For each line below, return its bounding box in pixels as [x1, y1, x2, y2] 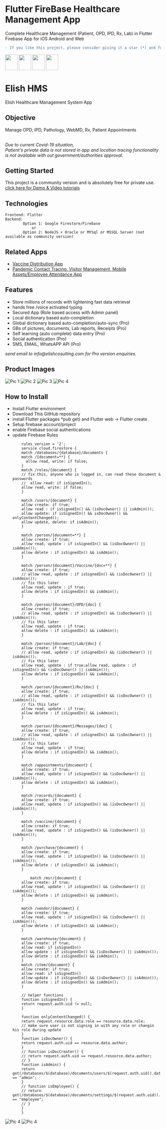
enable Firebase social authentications [12, 427, 91, 433]
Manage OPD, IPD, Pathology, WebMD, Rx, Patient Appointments [5, 126, 137, 132]
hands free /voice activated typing [12, 304, 83, 310]
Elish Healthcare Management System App [5, 99, 92, 105]
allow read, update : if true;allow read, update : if [21, 663, 137, 668]
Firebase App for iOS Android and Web [5, 36, 84, 42]
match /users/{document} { [21, 498, 77, 503]
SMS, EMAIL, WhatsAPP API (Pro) [12, 341, 81, 347]
